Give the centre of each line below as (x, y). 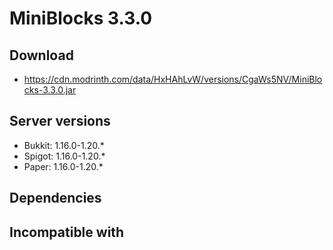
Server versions (60, 121)
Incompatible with (67, 232)
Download (41, 55)
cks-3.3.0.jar (50, 90)
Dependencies (55, 198)
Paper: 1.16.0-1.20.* (63, 166)
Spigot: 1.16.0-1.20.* (64, 156)
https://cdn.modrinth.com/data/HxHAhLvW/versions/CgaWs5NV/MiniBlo (173, 79)
